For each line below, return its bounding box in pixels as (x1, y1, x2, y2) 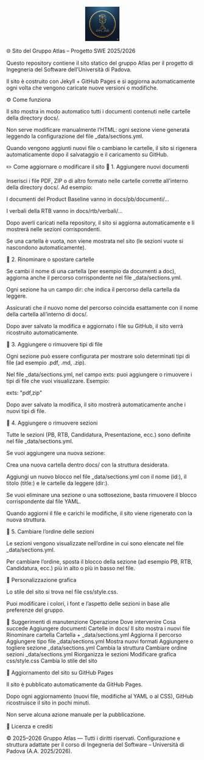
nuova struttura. (6, 516, 47, 523)
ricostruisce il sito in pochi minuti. (6, 699, 91, 706)
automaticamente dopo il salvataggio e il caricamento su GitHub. (6, 151, 169, 158)
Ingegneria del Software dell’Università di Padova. (6, 66, 132, 73)
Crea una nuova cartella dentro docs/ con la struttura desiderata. (6, 461, 169, 468)
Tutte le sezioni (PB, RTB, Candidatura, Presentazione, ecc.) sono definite (6, 431, 191, 438)
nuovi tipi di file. (6, 407, 46, 415)
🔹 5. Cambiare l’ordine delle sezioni (6, 528, 94, 535)
